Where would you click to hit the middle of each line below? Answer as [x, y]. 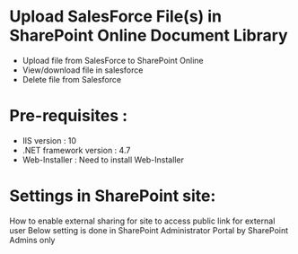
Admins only [32, 240]
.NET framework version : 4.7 [76, 150]
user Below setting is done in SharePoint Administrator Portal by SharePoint [149, 230]
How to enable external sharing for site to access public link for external [142, 221]
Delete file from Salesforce [72, 79]
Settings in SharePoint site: [113, 196]
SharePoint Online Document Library [149, 35]
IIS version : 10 [49, 140]
